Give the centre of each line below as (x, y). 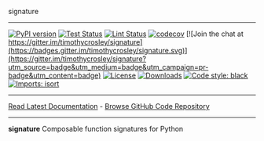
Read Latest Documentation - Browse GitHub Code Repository (109, 106)
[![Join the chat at (214, 34)
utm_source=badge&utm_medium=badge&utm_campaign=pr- (108, 67)
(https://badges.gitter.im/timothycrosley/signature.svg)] (98, 51)
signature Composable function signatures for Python (96, 129)
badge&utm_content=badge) (55, 75)
